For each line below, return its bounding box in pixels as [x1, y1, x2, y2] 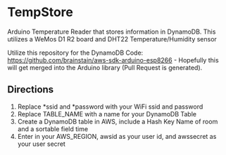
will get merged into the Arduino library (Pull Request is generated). [7, 63, 203, 72]
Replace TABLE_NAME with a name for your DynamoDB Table [17, 109, 197, 118]
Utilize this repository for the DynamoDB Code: [7, 48, 144, 57]
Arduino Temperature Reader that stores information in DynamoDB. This [7, 27, 216, 36]
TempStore [7, 4, 74, 20]
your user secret [17, 140, 65, 148]
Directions [7, 83, 54, 95]
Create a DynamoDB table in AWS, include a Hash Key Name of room [17, 117, 218, 126]
